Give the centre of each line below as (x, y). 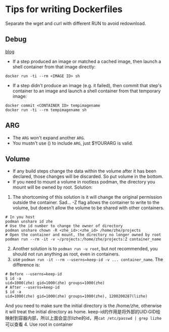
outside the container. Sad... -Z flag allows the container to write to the (86, 202)
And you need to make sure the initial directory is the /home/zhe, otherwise (83, 306)
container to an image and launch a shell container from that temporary (87, 91)
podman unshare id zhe (29, 222)
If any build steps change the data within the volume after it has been (84, 171)
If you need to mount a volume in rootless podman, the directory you (84, 182)
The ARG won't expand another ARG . (49, 137)
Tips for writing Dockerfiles (64, 9)
